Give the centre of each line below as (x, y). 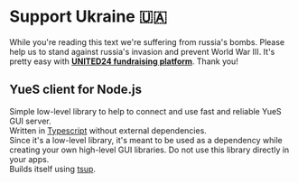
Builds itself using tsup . (53, 169)
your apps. (29, 159)
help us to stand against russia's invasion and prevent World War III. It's (142, 51)
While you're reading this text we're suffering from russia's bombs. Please (147, 41)
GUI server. (30, 121)
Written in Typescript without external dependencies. (108, 130)
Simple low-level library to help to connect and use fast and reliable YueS (145, 111)
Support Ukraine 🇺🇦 (88, 17)
